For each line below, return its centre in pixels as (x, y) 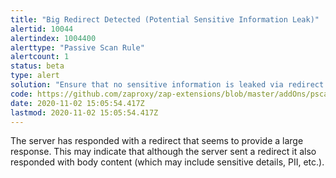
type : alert (35, 76)
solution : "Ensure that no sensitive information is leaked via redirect (167, 85)
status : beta (37, 66)
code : (21, 94)
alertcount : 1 (40, 57)
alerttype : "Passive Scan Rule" (77, 47)
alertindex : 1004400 (53, 38)
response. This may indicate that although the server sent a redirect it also (163, 152)
